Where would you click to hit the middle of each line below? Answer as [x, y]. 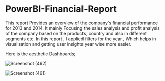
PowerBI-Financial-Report [61, 9]
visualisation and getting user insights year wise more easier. [68, 44]
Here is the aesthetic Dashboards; [40, 54]
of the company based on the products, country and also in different [76, 33]
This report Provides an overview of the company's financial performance [82, 23]
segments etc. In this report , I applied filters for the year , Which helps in [81, 39]
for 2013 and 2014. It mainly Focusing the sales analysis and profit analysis [82, 28]
